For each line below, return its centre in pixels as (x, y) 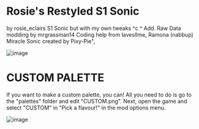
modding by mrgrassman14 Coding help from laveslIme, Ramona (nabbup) (100, 34)
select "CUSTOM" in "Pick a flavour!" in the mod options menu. (86, 108)
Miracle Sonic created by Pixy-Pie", (51, 41)
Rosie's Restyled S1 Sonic (73, 11)
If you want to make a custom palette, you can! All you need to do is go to (99, 94)
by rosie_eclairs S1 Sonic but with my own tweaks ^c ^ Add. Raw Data (94, 28)
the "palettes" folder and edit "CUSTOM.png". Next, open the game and (97, 101)
